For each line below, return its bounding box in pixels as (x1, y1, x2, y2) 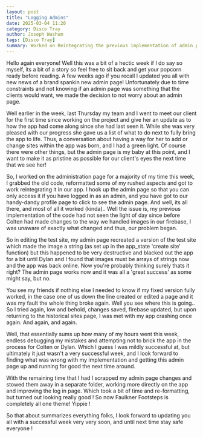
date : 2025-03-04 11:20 (6, 20, 66, 26)
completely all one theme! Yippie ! (6, 400, 91, 407)
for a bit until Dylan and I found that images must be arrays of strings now (6, 255, 190, 262)
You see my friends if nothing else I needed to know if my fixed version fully (6, 286, 195, 294)
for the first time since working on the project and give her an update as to (6, 116, 192, 123)
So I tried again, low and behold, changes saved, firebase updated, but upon (6, 305, 196, 313)
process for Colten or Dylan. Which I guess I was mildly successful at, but (6, 343, 190, 350)
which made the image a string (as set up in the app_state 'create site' (6, 242, 181, 250)
